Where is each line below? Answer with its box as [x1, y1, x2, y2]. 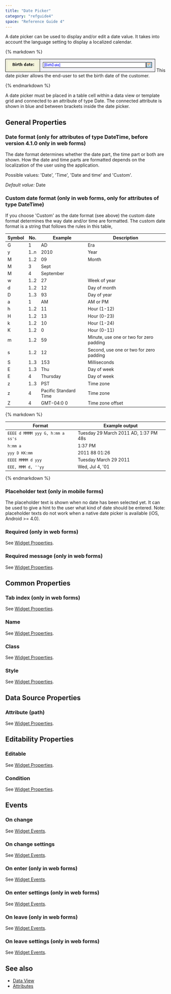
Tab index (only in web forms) [5, 594, 80, 601]
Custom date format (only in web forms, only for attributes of [5, 194, 159, 201]
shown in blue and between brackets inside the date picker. [5, 103, 130, 110]
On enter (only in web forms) [5, 865, 78, 872]
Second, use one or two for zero [88, 346, 155, 353]
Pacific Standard [41, 387, 76, 393]
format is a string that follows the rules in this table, [5, 223, 113, 229]
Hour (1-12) [88, 306, 115, 312]
